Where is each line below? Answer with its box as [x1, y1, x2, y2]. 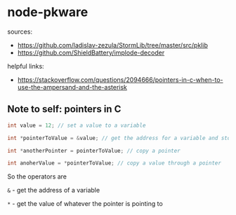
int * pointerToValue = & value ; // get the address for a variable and [7, 134, 218, 141]
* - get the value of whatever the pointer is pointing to [7, 200, 163, 208]
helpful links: [7, 62, 44, 70]
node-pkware [7, 4, 88, 20]
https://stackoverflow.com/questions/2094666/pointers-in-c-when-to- [17, 75, 223, 84]
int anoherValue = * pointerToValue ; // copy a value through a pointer [7, 160, 221, 167]
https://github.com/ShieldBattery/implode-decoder [17, 48, 165, 57]
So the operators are [7, 172, 67, 181]
